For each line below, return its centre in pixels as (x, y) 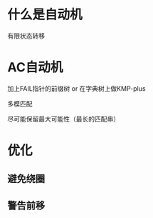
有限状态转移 (26, 36)
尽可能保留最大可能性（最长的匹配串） (63, 119)
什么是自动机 (45, 15)
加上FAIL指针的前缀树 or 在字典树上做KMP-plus (76, 88)
